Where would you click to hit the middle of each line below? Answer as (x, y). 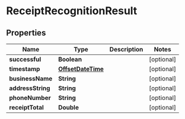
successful (25, 59)
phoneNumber (30, 98)
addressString (30, 88)
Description (126, 49)
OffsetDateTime (81, 69)
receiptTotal (27, 107)
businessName (31, 78)
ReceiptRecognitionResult (72, 11)
